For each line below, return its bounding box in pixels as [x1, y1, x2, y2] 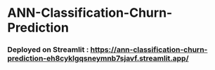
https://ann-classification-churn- [90, 45, 208, 55]
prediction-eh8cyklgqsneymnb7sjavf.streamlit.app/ [7, 54, 189, 64]
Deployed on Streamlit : [7, 45, 89, 55]
